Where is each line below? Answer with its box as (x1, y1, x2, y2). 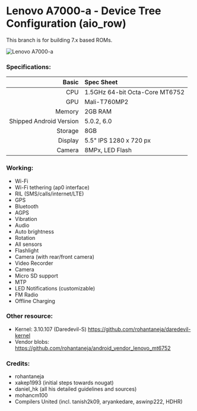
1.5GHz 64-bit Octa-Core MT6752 (84, 88, 185, 96)
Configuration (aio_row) (6, 17, 126, 30)
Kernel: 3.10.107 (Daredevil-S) (14, 325, 87, 333)
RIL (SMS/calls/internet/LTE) (14, 190, 84, 197)
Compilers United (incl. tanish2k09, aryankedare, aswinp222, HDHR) (14, 398, 183, 405)
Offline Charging (14, 297, 55, 304)
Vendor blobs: (14, 338, 49, 345)
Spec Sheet (84, 78, 118, 87)
